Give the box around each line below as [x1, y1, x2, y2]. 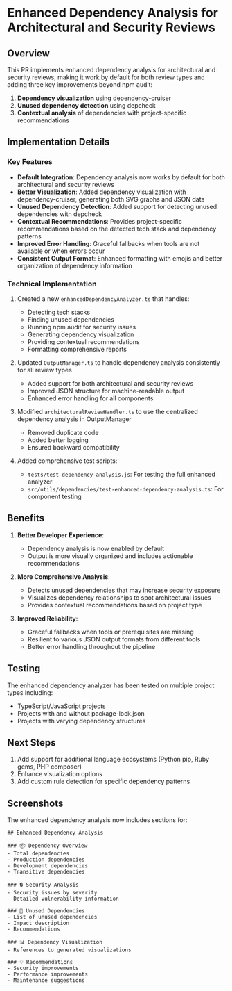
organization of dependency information [17, 261, 133, 270]
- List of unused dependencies [7, 914, 98, 921]
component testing [27, 492, 82, 500]
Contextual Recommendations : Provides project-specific [17, 217, 182, 225]
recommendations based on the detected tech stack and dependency [17, 224, 217, 233]
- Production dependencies [7, 856, 85, 863]
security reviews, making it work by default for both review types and [7, 73, 205, 81]
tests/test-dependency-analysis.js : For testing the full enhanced [27, 470, 216, 478]
